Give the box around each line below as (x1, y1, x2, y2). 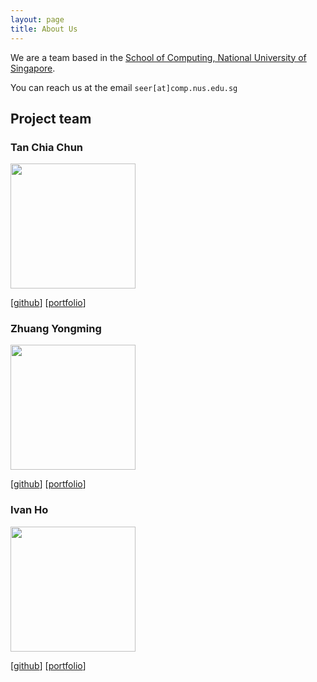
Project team (10, 110, 92, 127)
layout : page (10, 14, 65, 25)
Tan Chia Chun (10, 140, 84, 154)
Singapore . (10, 62, 56, 74)
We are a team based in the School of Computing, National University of (10, 51, 307, 63)
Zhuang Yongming (10, 322, 102, 336)
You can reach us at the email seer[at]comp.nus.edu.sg (10, 81, 238, 93)
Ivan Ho (10, 503, 49, 517)
